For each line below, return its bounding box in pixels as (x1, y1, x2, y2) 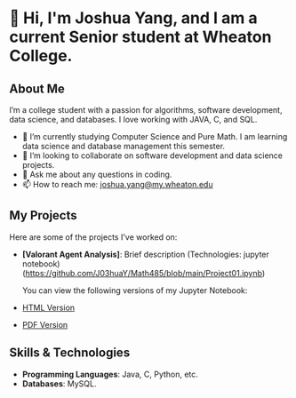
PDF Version (21, 319, 68, 330)
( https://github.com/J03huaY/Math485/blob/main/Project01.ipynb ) (21, 267, 266, 278)
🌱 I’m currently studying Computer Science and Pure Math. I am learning (21, 131, 288, 141)
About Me (9, 81, 65, 96)
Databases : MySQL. (21, 378, 97, 389)
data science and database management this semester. (21, 141, 225, 151)
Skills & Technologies (9, 346, 131, 361)
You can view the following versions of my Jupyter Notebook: (21, 284, 248, 296)
